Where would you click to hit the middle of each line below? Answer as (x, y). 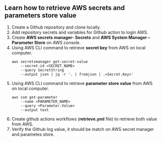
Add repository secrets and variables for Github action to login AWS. (80, 32)
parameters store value (40, 16)
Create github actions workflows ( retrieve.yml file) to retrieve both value (84, 119)
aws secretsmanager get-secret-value (50, 62)
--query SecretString (42, 70)
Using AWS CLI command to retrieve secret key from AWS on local (79, 47)
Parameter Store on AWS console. (46, 43)
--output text (35, 110)
